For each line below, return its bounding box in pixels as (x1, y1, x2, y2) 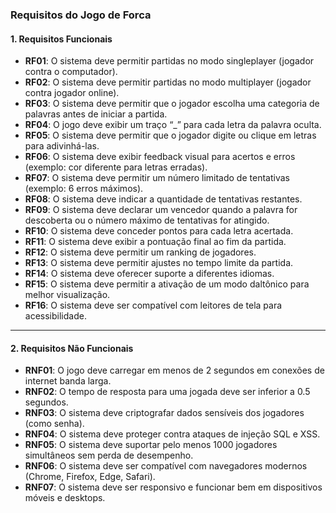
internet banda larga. (24, 375, 112, 387)
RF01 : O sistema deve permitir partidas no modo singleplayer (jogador (24, 55, 315, 67)
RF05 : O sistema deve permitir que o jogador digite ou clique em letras (24, 129, 317, 142)
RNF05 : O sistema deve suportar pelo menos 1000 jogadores (24, 439, 278, 451)
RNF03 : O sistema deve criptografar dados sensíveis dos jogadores (24, 407, 305, 419)
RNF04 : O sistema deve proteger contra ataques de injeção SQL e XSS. (24, 428, 321, 440)
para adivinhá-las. (24, 140, 100, 152)
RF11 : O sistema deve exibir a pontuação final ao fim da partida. (24, 236, 287, 248)
